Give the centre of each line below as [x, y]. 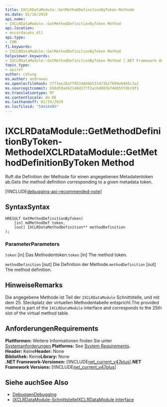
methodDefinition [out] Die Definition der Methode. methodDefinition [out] [81, 265]
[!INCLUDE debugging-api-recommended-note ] [53, 191]
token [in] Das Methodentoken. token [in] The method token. [66, 255]
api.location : [20, 28]
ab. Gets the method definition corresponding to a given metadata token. [79, 182]
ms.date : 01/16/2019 [27, 14]
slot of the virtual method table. [37, 313]
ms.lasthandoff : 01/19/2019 [34, 102]
